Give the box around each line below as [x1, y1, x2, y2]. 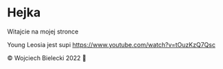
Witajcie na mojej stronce [7, 27, 79, 36]
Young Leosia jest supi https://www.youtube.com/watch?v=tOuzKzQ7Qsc [7, 40, 216, 49]
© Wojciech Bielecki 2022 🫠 [7, 53, 87, 62]
